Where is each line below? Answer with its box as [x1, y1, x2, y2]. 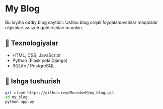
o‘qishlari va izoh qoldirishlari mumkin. [5, 24, 83, 30]
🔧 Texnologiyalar [5, 39, 58, 48]
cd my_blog [5, 95, 28, 100]
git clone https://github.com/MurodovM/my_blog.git [5, 90, 114, 95]
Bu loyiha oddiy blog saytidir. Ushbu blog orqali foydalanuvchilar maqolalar [5, 19, 158, 25]
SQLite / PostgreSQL [12, 62, 55, 68]
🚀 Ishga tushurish [5, 77, 61, 86]
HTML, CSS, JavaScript [12, 52, 61, 58]
